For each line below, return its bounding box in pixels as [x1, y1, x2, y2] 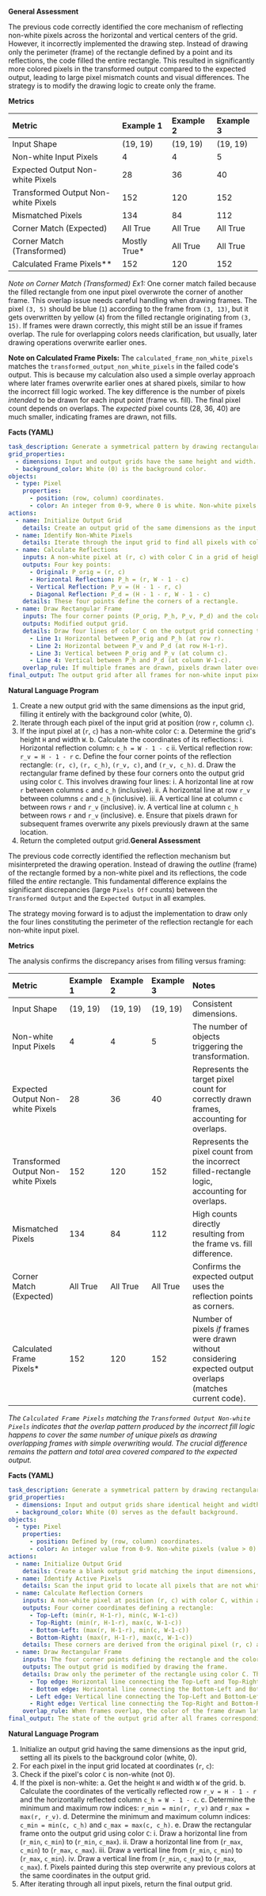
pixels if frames [192, 1323, 249, 1335]
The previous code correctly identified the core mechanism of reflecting [8, 22, 244, 31]
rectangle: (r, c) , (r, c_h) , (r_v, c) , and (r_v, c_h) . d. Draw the [19, 760, 236, 769]
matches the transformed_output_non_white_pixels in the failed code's [8, 362, 239, 371]
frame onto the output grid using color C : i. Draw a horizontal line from [19, 1829, 248, 1838]
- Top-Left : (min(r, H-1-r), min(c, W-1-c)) [28, 1611, 179, 1619]
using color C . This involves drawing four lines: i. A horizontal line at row [19, 777, 254, 786]
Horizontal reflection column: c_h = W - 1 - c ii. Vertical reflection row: [19, 743, 253, 753]
